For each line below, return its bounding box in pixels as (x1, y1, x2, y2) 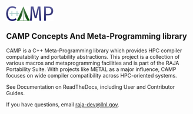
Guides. (6, 89, 25, 96)
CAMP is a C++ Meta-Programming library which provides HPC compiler (6, 47, 182, 54)
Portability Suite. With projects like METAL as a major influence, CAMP (6, 65, 177, 73)
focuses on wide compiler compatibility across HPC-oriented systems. (6, 72, 178, 79)
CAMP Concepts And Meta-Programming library (6, 31, 187, 41)
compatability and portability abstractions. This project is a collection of (6, 53, 180, 60)
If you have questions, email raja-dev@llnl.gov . (6, 100, 119, 108)
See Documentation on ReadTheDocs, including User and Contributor (6, 83, 175, 90)
